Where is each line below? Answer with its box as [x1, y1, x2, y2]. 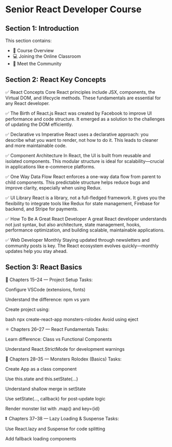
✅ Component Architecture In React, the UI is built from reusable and [5, 152, 151, 158]
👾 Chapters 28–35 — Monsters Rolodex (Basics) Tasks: [5, 356, 122, 362]
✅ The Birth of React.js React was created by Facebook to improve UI [5, 110, 152, 116]
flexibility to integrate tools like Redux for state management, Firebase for [5, 200, 160, 206]
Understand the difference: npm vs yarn [5, 296, 90, 303]
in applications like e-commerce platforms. [5, 163, 96, 169]
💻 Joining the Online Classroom [12, 53, 81, 59]
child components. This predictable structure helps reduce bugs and [5, 179, 150, 185]
